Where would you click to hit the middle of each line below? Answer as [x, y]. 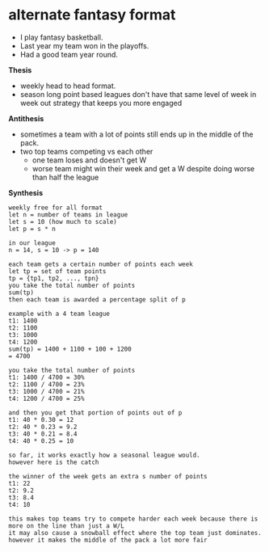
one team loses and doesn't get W [89, 160]
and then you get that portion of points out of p [95, 413]
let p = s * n [32, 229]
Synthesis [26, 192]
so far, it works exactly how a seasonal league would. [104, 455]
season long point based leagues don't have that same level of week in [138, 94]
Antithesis [26, 118]
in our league [32, 243]
